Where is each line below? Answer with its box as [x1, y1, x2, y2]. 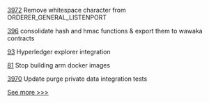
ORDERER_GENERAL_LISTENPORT [7, 13, 107, 22]
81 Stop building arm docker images [7, 61, 110, 69]
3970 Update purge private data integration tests [7, 74, 148, 83]
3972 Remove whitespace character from [7, 6, 127, 14]
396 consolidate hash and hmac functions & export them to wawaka [7, 27, 203, 35]
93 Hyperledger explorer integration [7, 48, 111, 56]
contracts [7, 34, 35, 42]
